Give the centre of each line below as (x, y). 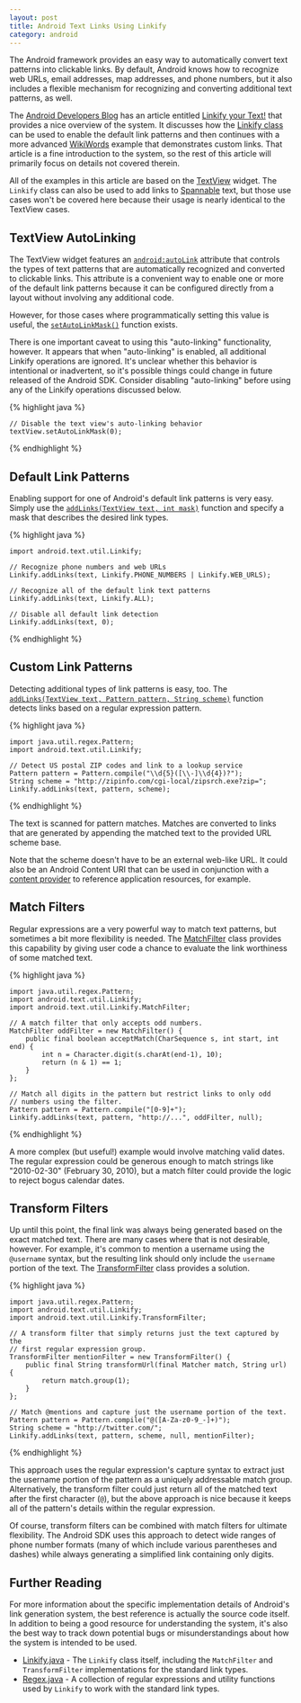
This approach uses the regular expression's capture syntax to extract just (147, 1470)
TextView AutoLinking (73, 238)
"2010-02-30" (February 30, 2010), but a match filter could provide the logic (150, 1170)
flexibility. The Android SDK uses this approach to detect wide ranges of (143, 1536)
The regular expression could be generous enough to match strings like (142, 1161)
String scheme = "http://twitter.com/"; (86, 1428)
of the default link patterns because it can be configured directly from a (142, 288)
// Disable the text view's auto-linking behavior (106, 424)
